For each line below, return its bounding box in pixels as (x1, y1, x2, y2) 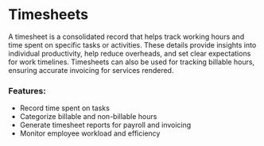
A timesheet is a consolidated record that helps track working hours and (8, 32, 245, 41)
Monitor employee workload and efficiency (19, 129, 161, 138)
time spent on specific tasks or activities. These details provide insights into (8, 40, 257, 49)
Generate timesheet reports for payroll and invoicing (19, 121, 192, 130)
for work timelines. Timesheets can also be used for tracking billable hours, (8, 57, 255, 67)
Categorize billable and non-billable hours (19, 112, 157, 121)
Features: (8, 85, 46, 96)
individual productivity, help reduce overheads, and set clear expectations (8, 48, 251, 58)
